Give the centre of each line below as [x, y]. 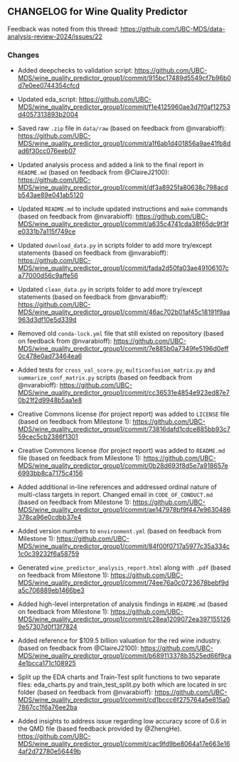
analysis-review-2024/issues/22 [55, 36]
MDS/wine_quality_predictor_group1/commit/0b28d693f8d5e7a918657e [123, 466]
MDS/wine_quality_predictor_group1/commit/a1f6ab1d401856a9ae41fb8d [124, 143]
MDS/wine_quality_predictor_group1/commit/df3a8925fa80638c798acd [123, 187]
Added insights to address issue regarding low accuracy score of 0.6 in [122, 721]
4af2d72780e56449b [49, 751]
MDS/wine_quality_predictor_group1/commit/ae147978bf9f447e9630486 [124, 510]
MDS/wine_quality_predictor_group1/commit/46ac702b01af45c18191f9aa [124, 312]
